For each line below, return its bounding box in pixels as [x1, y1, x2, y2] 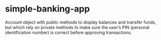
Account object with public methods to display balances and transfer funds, [5, 19, 157, 25]
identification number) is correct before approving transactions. [5, 29, 132, 35]
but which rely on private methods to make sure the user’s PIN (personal [5, 24, 149, 30]
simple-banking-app [5, 3, 90, 14]
